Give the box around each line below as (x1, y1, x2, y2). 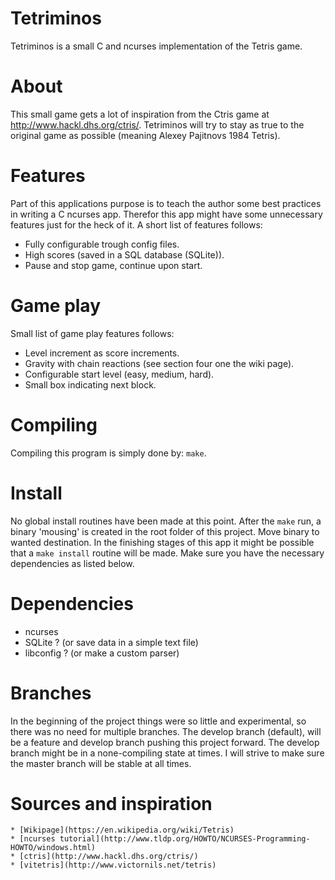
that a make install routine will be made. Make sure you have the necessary (10, 547, 325, 559)
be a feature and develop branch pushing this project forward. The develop (10, 736, 320, 748)
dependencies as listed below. (10, 557, 135, 569)
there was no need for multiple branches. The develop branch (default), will (10, 725, 322, 737)
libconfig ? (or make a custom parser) (24, 647, 180, 659)
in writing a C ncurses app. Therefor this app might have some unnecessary (10, 208, 323, 220)
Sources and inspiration (10, 792, 213, 815)
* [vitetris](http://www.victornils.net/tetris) (10, 860, 217, 871)
